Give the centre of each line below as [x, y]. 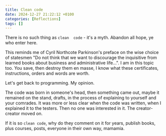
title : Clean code [24, 10]
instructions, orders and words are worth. [48, 73]
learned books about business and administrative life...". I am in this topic [80, 63]
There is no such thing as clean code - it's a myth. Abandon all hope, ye [79, 38]
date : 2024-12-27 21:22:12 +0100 [40, 14]
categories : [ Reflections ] [33, 19]
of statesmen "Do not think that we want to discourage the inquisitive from [81, 58]
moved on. [32, 114]
